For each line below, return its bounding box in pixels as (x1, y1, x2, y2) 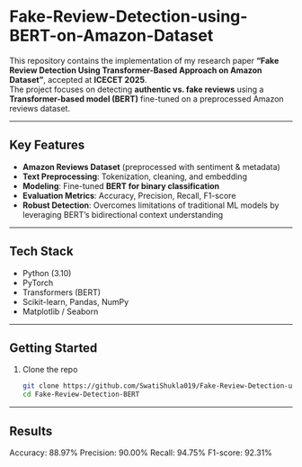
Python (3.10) (22, 267, 72, 278)
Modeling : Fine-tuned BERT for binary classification (22, 180, 220, 191)
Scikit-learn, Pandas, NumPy (22, 296, 129, 307)
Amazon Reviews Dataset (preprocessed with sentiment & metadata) (22, 161, 280, 172)
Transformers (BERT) (22, 286, 102, 298)
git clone (22, 382, 60, 391)
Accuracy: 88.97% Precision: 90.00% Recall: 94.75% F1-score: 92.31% (9, 447, 272, 458)
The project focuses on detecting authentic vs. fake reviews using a (9, 84, 264, 94)
